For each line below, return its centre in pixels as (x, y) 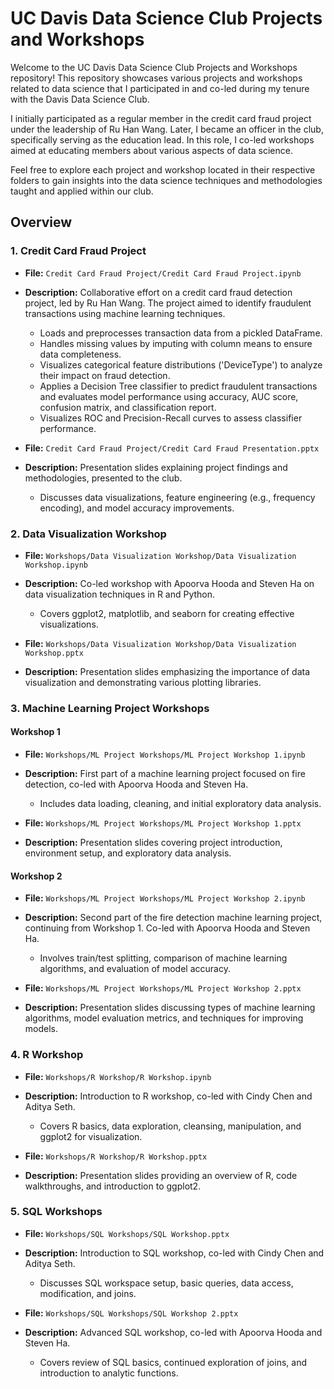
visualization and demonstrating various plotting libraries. (143, 682)
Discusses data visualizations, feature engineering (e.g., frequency (177, 497)
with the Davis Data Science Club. (80, 99)
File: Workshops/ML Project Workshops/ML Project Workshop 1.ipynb (165, 754)
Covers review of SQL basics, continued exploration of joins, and (173, 1362)
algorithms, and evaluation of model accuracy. (135, 969)
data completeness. (80, 354)
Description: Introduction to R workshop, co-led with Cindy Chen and (168, 1096)
